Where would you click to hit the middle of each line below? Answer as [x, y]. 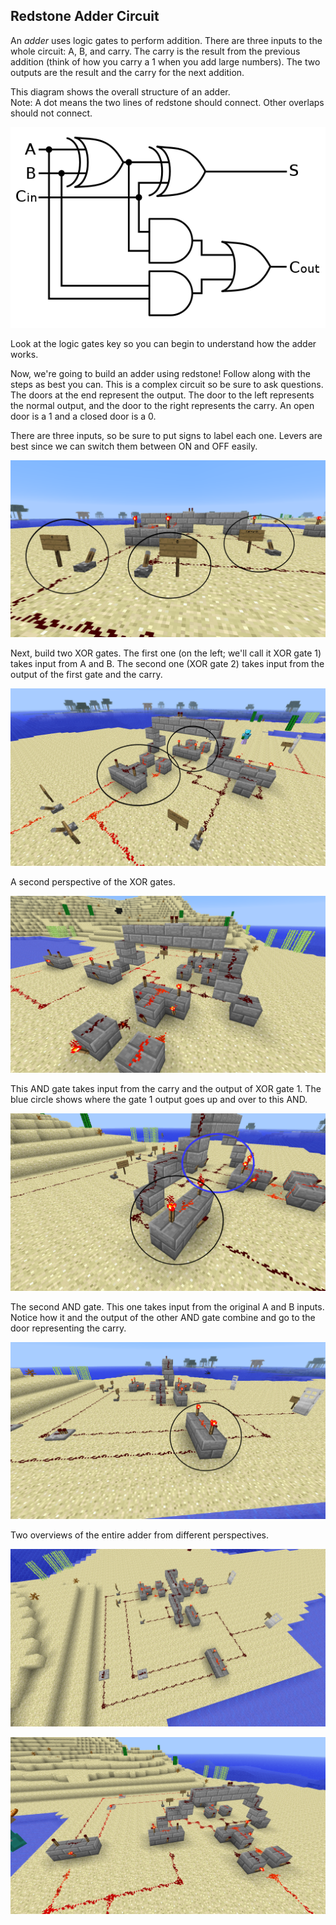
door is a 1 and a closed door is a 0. [83, 416]
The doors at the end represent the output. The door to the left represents [162, 395]
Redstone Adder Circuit [85, 16]
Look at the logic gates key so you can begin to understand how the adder [163, 343]
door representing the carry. [68, 1328]
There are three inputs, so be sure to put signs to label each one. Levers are [166, 435]
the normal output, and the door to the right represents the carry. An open [162, 405]
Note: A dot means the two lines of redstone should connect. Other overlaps [167, 102]
